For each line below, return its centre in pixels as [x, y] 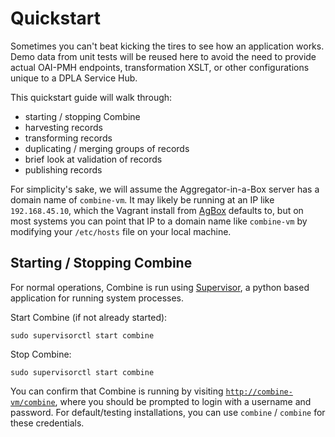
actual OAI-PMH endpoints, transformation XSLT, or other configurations [160, 67]
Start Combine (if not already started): [89, 317]
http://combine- [259, 392]
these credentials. [47, 423]
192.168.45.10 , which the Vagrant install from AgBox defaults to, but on [157, 210]
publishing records [63, 169]
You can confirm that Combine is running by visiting [117, 391]
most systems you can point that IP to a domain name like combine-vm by [159, 221]
